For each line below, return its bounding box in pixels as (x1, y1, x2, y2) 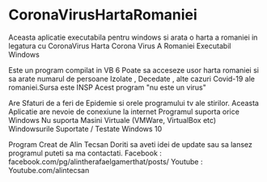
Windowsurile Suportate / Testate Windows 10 (8, 124, 163, 133)
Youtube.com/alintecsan (8, 165, 90, 175)
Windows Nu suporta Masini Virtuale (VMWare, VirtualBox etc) (8, 115, 217, 125)
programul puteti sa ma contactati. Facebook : (8, 148, 162, 158)
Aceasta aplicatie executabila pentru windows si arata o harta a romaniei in (8, 32, 258, 42)
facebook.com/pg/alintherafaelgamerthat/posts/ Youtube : (8, 156, 203, 167)
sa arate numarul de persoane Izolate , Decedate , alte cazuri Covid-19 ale (8, 74, 256, 83)
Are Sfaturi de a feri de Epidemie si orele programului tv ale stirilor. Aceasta (8, 98, 259, 108)
